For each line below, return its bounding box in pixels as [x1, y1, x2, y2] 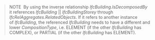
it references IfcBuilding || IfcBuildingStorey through [9, 9, 114, 15]
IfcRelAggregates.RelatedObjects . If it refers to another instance [9, 14, 138, 20]
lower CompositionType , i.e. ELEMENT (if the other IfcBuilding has [9, 25, 142, 30]
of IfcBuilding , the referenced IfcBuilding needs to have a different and [9, 19, 150, 25]
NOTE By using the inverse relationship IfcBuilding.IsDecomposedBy [9, 4, 148, 10]
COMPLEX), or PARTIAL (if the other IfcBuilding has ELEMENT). [9, 30, 137, 35]
